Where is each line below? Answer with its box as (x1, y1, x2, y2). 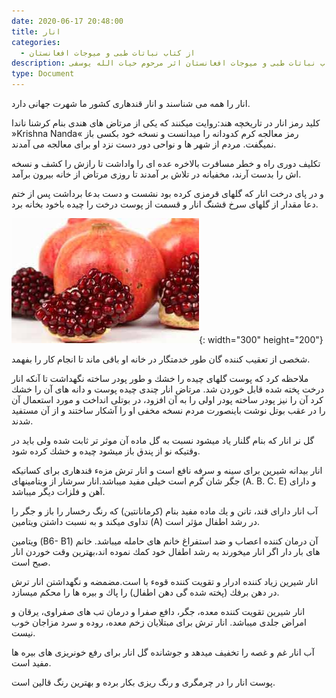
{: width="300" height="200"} (199, 334, 324, 345)
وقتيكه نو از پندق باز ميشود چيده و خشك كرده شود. (11, 445, 201, 457)
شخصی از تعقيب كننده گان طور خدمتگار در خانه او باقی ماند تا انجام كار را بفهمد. (11, 353, 311, 365)
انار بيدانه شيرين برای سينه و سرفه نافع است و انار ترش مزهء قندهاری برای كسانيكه (11, 465, 323, 476)
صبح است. (11, 556, 51, 568)
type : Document (11, 69, 75, 79)
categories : (11, 37, 61, 47)
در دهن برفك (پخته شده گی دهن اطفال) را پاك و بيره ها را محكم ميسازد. (11, 586, 280, 598)
